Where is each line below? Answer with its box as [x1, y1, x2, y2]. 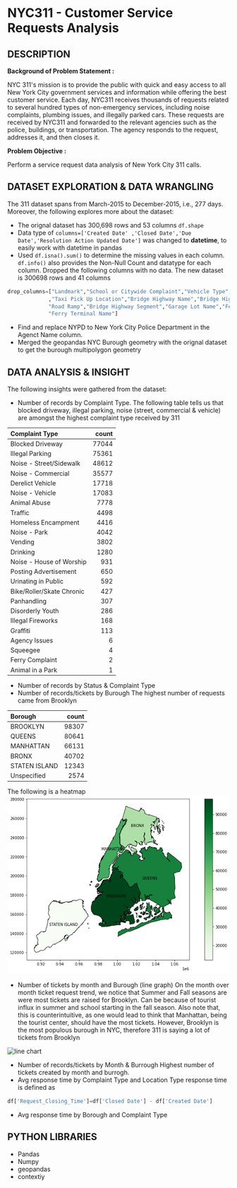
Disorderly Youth [10, 606, 59, 616]
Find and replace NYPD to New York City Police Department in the [17, 323, 210, 331]
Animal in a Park [10, 666, 58, 674]
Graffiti [10, 626, 30, 635]
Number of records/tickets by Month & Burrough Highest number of [17, 1060, 214, 1069]
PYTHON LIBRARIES [7, 1131, 97, 1143]
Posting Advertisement [10, 567, 77, 576]
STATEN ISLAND [10, 761, 59, 770]
